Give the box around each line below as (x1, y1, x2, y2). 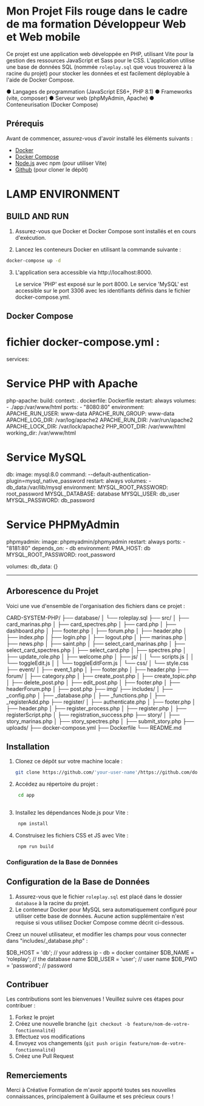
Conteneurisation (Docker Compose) (6, 100, 98, 108)
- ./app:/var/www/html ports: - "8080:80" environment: (6, 403, 144, 410)
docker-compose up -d (6, 257, 61, 264)
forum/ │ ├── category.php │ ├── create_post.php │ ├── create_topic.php (6, 672, 197, 679)
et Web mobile (6, 30, 81, 44)
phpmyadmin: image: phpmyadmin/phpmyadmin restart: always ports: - (6, 537, 186, 545)
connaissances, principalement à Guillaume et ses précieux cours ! (6, 1093, 174, 1100)
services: (6, 355, 29, 363)
